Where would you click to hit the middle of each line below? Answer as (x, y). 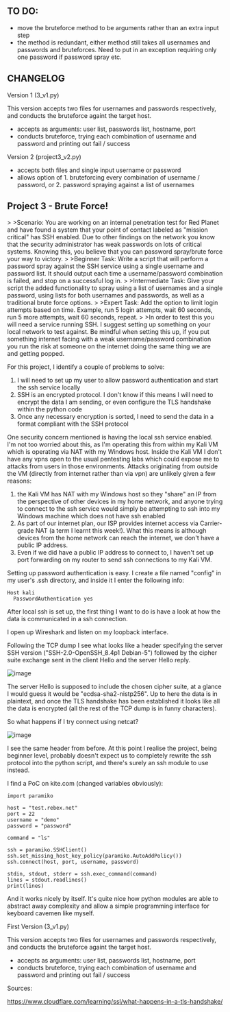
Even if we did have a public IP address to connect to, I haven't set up (115, 553)
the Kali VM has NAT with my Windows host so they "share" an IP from (117, 494)
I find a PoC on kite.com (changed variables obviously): (85, 784)
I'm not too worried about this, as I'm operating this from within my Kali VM (113, 444)
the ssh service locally (49, 387)
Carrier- (211, 523)
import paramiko (30, 796)
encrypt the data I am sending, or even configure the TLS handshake (114, 402)
